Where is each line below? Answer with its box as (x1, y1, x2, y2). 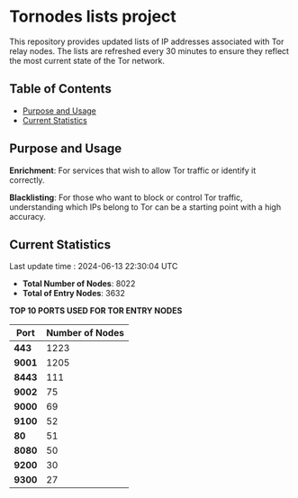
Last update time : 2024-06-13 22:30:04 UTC (9, 261, 178, 272)
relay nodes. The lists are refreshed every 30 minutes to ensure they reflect (9, 45, 290, 56)
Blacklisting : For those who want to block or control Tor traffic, (9, 192, 243, 203)
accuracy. (9, 211, 47, 222)
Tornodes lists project (9, 6, 177, 27)
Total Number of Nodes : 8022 (22, 278, 136, 289)
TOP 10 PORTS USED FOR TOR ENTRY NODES (9, 305, 183, 316)
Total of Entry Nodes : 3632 (22, 288, 126, 299)
